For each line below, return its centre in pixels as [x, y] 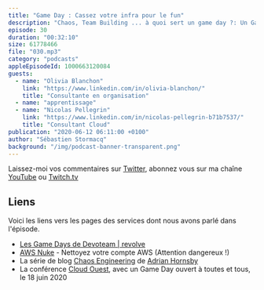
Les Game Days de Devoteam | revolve [82, 245]
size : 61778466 [33, 45]
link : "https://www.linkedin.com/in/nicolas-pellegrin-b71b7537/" [133, 118]
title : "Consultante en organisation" [86, 96]
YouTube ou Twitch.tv [43, 177]
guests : [21, 74]
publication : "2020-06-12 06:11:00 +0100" [79, 132]
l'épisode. [24, 229]
